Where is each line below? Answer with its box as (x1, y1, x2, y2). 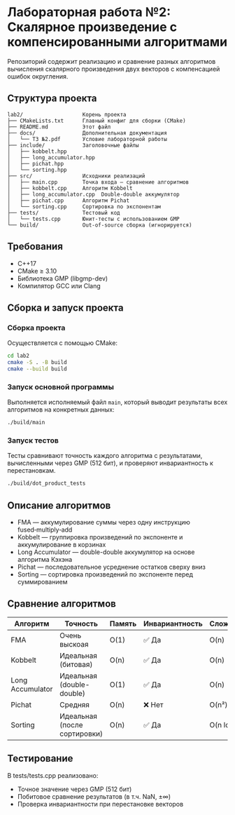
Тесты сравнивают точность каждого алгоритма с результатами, (7, 452, 203, 460)
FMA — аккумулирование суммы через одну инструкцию (17, 518, 191, 527)
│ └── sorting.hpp (7, 166, 68, 173)
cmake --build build (7, 365, 68, 372)
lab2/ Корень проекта (7, 111, 127, 118)
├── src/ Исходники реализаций (7, 173, 145, 180)
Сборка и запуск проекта (7, 302, 124, 314)
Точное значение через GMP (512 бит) (17, 785, 132, 793)
